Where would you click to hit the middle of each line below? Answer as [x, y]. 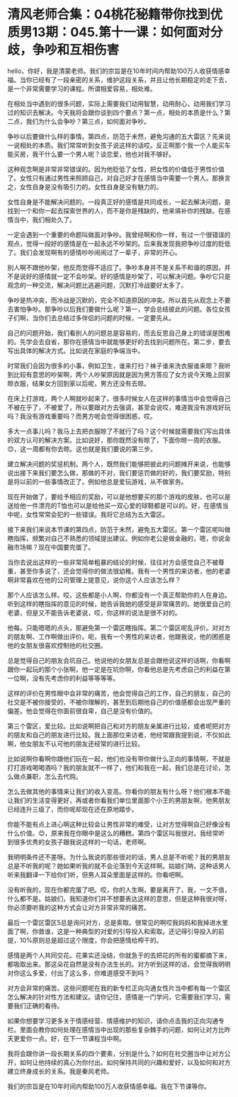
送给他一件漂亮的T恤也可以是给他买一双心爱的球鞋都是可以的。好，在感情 [115, 505]
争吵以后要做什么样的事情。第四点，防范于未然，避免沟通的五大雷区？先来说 [119, 136]
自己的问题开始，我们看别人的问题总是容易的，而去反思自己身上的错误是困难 [119, 333]
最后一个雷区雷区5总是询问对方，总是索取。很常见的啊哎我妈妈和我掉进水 [115, 922]
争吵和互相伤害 [76, 50]
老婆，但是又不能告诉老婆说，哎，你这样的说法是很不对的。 [94, 613]
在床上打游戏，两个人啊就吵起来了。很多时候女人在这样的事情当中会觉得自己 [119, 398]
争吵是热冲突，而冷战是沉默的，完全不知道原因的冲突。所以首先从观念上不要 [119, 300]
